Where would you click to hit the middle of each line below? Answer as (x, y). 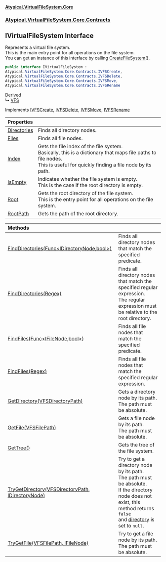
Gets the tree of (136, 444)
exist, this (129, 502)
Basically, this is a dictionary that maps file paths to (97, 152)
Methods (19, 228)
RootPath (18, 213)
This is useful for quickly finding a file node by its (95, 164)
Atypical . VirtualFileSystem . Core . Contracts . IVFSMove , (62, 81)
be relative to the (138, 312)
